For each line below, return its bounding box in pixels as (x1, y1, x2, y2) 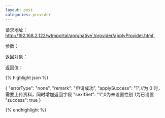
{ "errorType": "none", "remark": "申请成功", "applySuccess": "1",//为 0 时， (5, 85, 162, 91)
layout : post (5, 7, 33, 13)
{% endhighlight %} (5, 107, 47, 113)
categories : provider (5, 12, 51, 17)
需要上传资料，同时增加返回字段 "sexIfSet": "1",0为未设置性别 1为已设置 (5, 91, 154, 97)
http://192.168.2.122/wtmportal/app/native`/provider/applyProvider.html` (5, 32, 155, 38)
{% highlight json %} (5, 74, 49, 81)
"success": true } (5, 97, 41, 103)
